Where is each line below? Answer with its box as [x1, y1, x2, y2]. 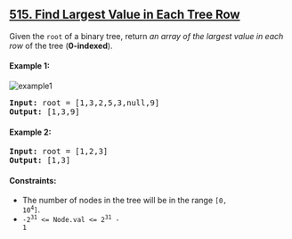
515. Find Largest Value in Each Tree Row [9, 7, 240, 22]
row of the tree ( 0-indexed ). [9, 40, 113, 51]
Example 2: [9, 127, 52, 137]
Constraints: [9, 175, 57, 185]
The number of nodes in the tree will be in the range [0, [21, 195, 228, 206]
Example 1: [9, 61, 51, 71]
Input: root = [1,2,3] [9, 146, 109, 157]
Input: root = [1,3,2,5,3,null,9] [9, 98, 160, 108]
